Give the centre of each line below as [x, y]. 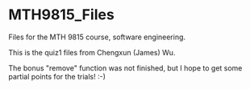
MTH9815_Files [61, 15]
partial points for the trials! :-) [57, 76]
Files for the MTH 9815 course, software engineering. [97, 37]
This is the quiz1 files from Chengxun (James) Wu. [92, 52]
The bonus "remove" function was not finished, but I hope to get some [125, 68]
